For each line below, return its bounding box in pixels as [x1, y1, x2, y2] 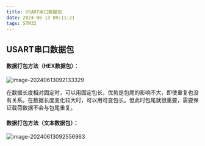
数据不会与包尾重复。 [22, 104, 76, 111]
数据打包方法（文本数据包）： [6, 119, 79, 127]
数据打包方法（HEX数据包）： [6, 62, 79, 70]
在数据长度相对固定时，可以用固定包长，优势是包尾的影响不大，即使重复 [6, 89, 188, 96]
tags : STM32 [6, 20, 37, 26]
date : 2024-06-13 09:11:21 [6, 15, 75, 21]
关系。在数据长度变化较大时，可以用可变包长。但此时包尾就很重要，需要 [11, 96, 193, 103]
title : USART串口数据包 [6, 9, 62, 15]
